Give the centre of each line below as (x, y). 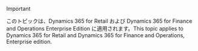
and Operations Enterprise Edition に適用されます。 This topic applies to (95, 28)
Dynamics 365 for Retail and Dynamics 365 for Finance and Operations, (96, 35)
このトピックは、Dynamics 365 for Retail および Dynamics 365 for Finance (99, 21)
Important (18, 9)
